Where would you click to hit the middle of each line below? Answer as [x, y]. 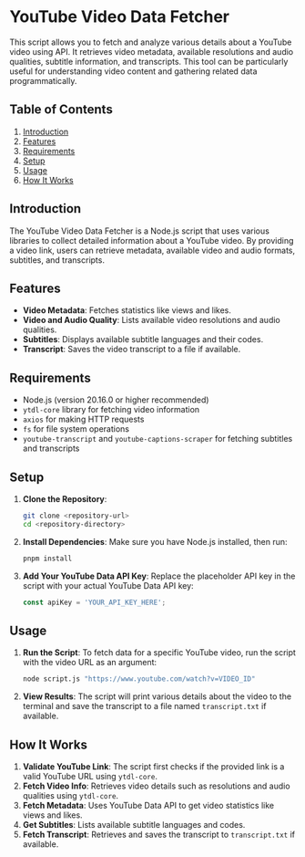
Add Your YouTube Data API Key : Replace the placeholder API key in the [159, 576]
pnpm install [47, 559]
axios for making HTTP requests [83, 419]
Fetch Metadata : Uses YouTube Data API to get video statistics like [148, 805]
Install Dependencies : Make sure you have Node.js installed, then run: [155, 541]
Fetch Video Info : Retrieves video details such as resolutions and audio [156, 786]
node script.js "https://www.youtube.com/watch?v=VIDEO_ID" [139, 679]
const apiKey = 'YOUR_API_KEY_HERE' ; [94, 602]
